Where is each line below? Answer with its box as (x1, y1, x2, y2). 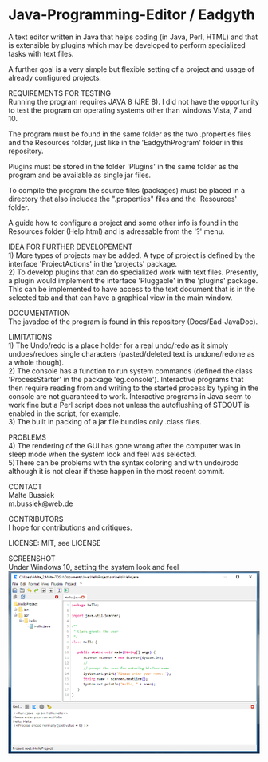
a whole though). (8, 357, 64, 367)
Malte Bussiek (8, 490, 55, 499)
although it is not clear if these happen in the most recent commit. (8, 466, 225, 476)
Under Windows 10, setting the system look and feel (8, 562, 179, 571)
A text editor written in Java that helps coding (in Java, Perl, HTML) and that (8, 32, 258, 41)
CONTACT (8, 481, 42, 492)
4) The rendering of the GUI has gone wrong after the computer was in (8, 440, 241, 450)
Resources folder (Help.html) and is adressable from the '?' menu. (8, 226, 225, 236)
